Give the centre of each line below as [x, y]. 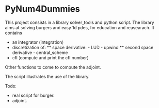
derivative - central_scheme [40, 53]
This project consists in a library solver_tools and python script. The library [79, 22]
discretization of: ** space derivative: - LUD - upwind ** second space [83, 47]
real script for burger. [33, 95]
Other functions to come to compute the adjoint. [53, 67]
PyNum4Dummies [43, 9]
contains [14, 33]
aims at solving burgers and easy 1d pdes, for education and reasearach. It [79, 27]
